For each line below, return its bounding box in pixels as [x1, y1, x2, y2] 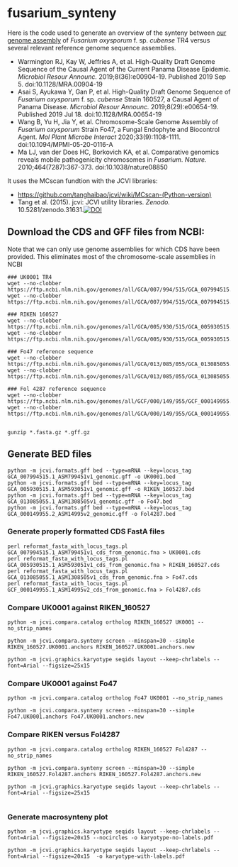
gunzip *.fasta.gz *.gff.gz [7, 429, 91, 436]
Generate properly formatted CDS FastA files [7, 526, 165, 536]
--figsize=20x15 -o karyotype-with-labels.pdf [42, 853, 186, 860]
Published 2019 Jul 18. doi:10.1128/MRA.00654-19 [17, 110, 162, 118]
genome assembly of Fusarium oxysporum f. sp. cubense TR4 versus [7, 35, 210, 44]
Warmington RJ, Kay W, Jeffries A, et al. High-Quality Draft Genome [17, 57, 215, 65]
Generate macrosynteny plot [7, 812, 108, 822]
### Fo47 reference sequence [7, 348, 93, 355]
